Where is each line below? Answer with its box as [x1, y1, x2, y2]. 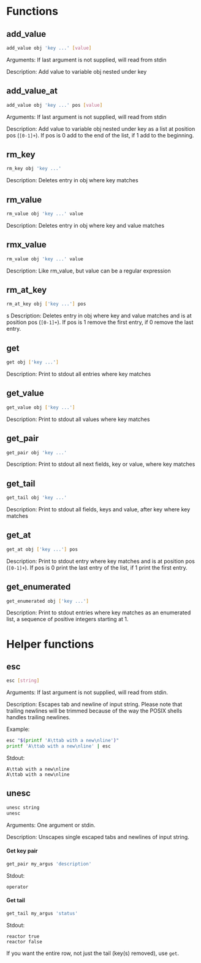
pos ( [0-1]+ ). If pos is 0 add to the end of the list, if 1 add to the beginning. [6, 131, 194, 139]
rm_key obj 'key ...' [6, 166, 62, 172]
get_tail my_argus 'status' [6, 910, 78, 916]
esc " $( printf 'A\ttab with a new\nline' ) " [6, 738, 119, 744]
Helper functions [6, 637, 94, 651]
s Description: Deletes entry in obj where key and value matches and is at [6, 312, 192, 320]
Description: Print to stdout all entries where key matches [6, 370, 151, 377]
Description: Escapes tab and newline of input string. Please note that [6, 701, 183, 708]
